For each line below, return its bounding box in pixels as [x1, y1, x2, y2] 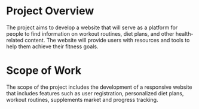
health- [175, 30, 194, 37]
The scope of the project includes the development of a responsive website [6, 83, 192, 91]
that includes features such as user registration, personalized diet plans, [6, 89, 184, 96]
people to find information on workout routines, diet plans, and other [6, 30, 174, 37]
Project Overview [6, 4, 94, 18]
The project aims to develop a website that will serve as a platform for [6, 24, 178, 31]
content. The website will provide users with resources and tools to [25, 36, 190, 43]
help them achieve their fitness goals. [6, 43, 99, 50]
